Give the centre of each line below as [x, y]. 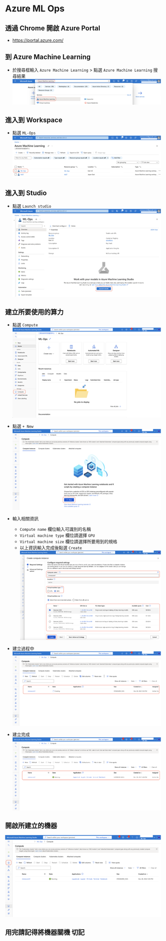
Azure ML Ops [35, 9]
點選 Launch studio [32, 206]
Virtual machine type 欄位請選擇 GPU [57, 535]
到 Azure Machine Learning [48, 57]
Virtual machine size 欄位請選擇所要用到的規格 [68, 541]
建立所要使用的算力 [34, 312]
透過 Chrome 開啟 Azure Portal [53, 28]
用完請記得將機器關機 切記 [45, 932]
